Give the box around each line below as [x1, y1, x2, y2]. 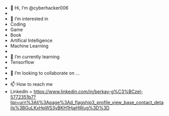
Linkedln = [10, 88, 33, 95]
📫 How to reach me [10, 81, 53, 87]
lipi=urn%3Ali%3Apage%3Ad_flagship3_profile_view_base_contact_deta [10, 100, 164, 105]
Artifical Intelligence [10, 37, 53, 43]
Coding [10, 21, 26, 27]
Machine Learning [10, 43, 49, 49]
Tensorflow [10, 59, 34, 65]
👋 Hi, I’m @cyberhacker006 [10, 5, 69, 11]
